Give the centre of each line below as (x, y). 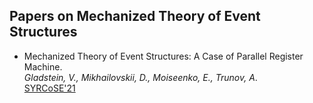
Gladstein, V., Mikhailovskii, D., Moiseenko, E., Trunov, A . (140, 77)
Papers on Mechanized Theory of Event (135, 16)
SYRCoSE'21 (49, 88)
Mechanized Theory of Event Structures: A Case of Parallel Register (163, 56)
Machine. (43, 66)
